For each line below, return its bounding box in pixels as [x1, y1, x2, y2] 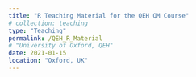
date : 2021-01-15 [8, 49, 67, 57]
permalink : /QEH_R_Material [8, 34, 103, 43]
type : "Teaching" [8, 26, 67, 34]
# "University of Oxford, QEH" [8, 42, 114, 50]
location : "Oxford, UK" [8, 57, 89, 65]
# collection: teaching [8, 19, 89, 27]
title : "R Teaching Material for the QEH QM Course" [8, 11, 190, 20]
